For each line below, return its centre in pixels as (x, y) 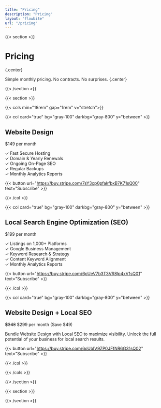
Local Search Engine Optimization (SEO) (67, 222)
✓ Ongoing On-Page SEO (30, 163)
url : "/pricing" (21, 23)
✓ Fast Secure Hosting (28, 153)
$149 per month (21, 144)
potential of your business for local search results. (55, 339)
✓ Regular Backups (24, 169)
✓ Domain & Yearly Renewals (34, 158)
